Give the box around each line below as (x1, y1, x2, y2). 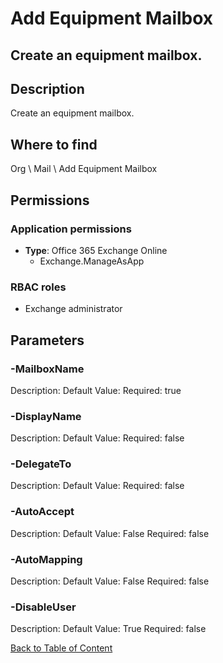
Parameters (10, 332, 85, 349)
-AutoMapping (10, 552, 83, 566)
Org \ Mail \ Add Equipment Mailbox (10, 163, 158, 175)
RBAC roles (10, 280, 67, 294)
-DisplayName (10, 409, 82, 423)
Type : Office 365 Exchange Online (24, 244, 168, 256)
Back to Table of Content (10, 642, 113, 654)
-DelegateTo (10, 457, 72, 471)
